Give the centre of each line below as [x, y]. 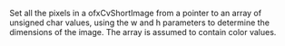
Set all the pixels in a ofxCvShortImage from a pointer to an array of [135, 13]
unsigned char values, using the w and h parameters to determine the [140, 23]
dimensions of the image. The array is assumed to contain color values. [143, 32]
